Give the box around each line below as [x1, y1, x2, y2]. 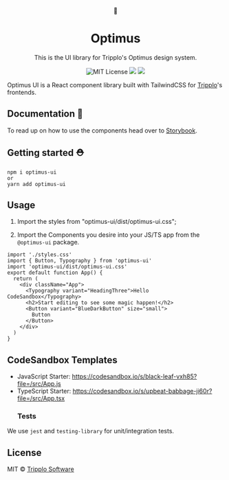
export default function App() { [7, 269, 103, 277]
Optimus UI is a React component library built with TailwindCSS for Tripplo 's [7, 80, 223, 89]
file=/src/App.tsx [17, 394, 65, 402]
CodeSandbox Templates [7, 354, 118, 366]
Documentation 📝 [7, 108, 84, 119]
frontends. [7, 88, 36, 96]
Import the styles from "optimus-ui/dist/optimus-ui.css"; [17, 218, 177, 226]
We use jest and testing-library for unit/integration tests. [7, 427, 174, 435]
